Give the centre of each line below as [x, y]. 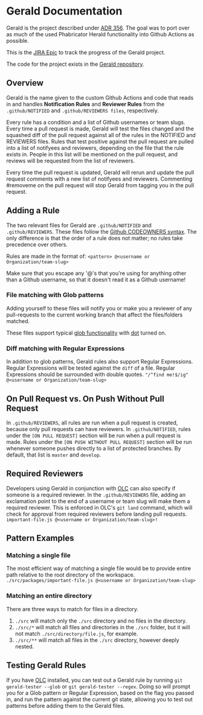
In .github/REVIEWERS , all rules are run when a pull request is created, [92, 422]
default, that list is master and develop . [54, 455]
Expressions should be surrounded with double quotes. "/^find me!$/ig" [97, 374]
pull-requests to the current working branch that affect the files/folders [95, 315]
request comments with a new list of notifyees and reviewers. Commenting [99, 179]
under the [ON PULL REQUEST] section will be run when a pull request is [94, 435]
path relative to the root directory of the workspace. [71, 575]
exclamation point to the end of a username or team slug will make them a [98, 501]
